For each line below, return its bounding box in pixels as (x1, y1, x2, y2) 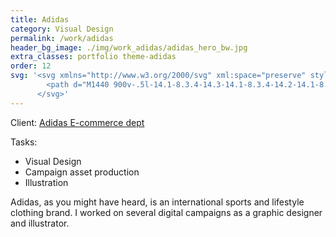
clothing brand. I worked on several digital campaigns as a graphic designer (10, 206, 323, 218)
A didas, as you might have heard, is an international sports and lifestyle (10, 196, 305, 208)
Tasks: (10, 136, 38, 148)
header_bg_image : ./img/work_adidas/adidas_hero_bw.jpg (10, 42, 248, 53)
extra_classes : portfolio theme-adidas (10, 52, 177, 62)
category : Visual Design (10, 24, 114, 34)
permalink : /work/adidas (10, 33, 114, 43)
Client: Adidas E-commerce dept (10, 116, 145, 128)
